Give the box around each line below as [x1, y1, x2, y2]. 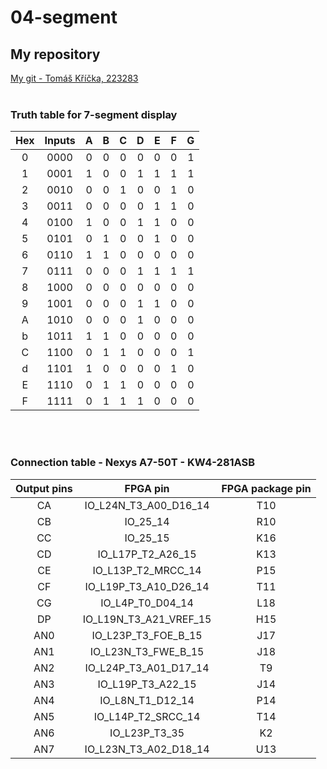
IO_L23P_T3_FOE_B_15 [91, 628, 203, 642]
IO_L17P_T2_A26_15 [97, 547, 197, 561]
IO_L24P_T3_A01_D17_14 [84, 661, 210, 675]
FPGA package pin [221, 481, 312, 495]
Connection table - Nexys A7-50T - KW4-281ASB [10, 456, 256, 470]
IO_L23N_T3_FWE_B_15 [89, 644, 205, 658]
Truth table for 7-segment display [10, 107, 178, 121]
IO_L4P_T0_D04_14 [100, 596, 194, 610]
